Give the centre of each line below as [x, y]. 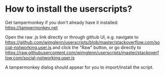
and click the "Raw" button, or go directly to [97, 47]
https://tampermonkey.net [31, 27]
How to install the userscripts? [69, 9]
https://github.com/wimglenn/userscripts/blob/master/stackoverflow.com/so [82, 42]
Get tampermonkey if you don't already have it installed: [62, 22]
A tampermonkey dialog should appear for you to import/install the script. [79, 67]
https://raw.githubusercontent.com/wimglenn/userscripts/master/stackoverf [82, 53]
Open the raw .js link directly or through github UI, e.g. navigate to [72, 37]
